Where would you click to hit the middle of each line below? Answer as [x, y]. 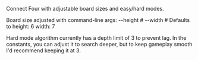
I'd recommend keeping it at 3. [44, 50]
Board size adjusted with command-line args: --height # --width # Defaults [98, 20]
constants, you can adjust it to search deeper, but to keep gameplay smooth [99, 44]
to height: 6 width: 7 [31, 26]
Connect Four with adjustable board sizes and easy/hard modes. [85, 9]
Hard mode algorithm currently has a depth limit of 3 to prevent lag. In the [96, 38]
